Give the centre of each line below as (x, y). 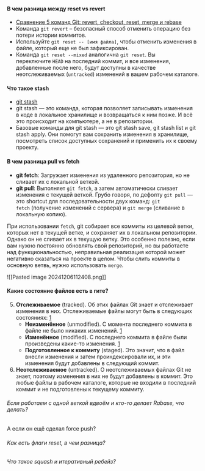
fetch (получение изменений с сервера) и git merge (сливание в (100, 208)
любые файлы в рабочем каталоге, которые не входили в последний (106, 382)
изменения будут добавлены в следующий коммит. (92, 363)
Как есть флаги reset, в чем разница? (56, 443)
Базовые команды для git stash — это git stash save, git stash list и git (106, 128)
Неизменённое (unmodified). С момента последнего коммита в (108, 324)
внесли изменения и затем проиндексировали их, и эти (98, 356)
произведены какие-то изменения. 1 (73, 344)
